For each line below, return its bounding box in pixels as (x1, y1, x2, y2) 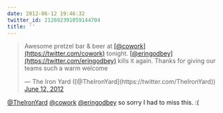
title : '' (7, 23, 36, 30)
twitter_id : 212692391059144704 (7, 17, 100, 24)
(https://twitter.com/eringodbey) (24, 57, 116, 65)
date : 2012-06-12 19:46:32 (7, 10, 85, 17)
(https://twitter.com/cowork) (24, 49, 105, 58)
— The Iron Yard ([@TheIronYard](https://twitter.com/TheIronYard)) (24, 78, 216, 86)
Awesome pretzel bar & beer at (24, 42, 113, 51)
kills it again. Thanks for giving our (117, 57, 216, 65)
